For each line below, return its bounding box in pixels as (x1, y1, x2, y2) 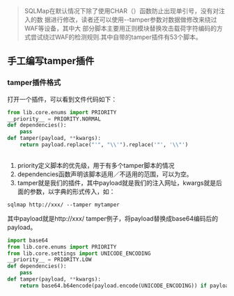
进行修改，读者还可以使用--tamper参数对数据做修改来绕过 (50, 15, 217, 24)
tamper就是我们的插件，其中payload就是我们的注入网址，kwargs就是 (17, 178, 217, 187)
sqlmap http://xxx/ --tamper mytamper (7, 201, 120, 208)
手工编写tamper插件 (7, 55, 95, 67)
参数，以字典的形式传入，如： (29, 187, 116, 196)
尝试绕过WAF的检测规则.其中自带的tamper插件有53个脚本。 (30, 33, 202, 41)
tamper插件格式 (7, 78, 61, 88)
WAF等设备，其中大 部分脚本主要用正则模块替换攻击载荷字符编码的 (24, 24, 217, 32)
